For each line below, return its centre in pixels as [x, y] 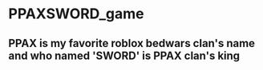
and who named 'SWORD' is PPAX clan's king [124, 55]
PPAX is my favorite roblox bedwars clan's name [131, 43]
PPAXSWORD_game [76, 14]
